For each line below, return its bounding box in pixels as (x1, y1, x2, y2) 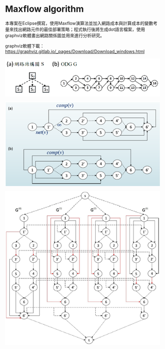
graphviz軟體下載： (5, 43, 45, 49)
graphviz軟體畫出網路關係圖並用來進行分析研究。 (5, 32, 105, 38)
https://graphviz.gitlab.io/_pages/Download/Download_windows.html (5, 48, 145, 54)
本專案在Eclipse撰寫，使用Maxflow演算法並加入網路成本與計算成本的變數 (5, 20, 153, 26)
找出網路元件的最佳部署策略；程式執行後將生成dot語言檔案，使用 (13, 26, 145, 32)
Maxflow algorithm (5, 3, 84, 15)
